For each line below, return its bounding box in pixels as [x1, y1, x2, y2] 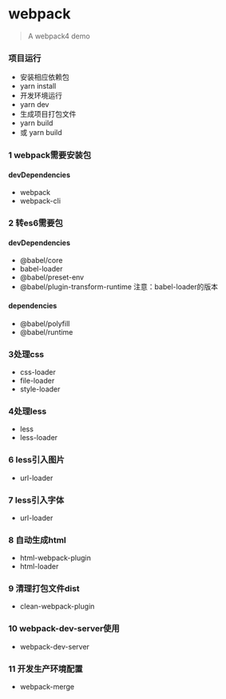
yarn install [19, 81, 57, 91]
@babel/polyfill [19, 319, 70, 328]
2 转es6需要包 [8, 217, 64, 228]
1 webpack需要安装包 [8, 149, 92, 161]
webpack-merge [19, 682, 75, 692]
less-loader [19, 433, 58, 443]
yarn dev [19, 100, 50, 109]
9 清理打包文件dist [8, 583, 80, 594]
